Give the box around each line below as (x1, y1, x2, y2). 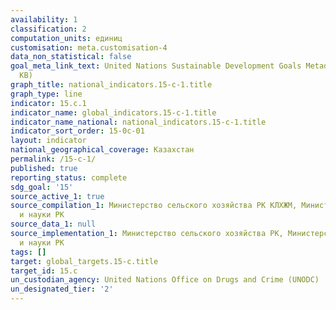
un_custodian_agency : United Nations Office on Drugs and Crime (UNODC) (10, 275, 320, 285)
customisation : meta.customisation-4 (10, 42, 168, 53)
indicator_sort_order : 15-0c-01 (10, 126, 145, 136)
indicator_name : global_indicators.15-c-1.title (10, 107, 217, 118)
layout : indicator (10, 136, 87, 146)
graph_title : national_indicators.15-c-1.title (10, 80, 213, 90)
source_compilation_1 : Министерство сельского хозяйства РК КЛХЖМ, (10, 201, 298, 211)
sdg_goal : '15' (10, 182, 74, 192)
